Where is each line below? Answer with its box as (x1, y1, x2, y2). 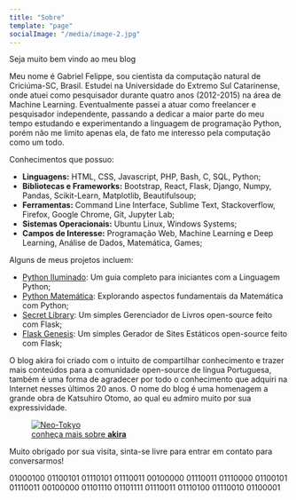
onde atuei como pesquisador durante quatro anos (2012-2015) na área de (9, 90, 282, 100)
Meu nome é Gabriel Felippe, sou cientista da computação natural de (9, 71, 261, 82)
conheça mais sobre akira (31, 429, 127, 440)
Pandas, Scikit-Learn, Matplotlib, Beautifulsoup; (21, 190, 197, 201)
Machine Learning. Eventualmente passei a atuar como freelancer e (9, 99, 257, 110)
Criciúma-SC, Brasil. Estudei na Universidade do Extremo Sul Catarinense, (9, 81, 281, 91)
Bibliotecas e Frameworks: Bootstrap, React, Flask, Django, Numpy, (21, 181, 272, 192)
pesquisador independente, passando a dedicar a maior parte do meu (9, 108, 264, 120)
